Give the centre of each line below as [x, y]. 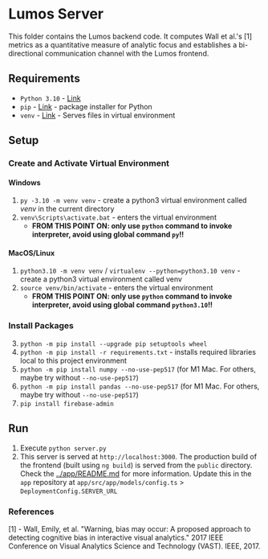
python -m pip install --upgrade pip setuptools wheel [114, 344]
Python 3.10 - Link [51, 98]
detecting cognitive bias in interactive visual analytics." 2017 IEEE [116, 537]
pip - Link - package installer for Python [86, 106]
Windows [24, 183]
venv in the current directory [67, 209]
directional [26, 53]
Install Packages [41, 326]
